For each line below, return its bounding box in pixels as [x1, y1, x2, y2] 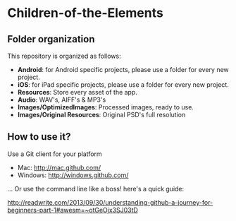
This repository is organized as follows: [7, 52, 121, 60]
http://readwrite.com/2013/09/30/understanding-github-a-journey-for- [7, 198, 213, 206]
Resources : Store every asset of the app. [17, 88, 137, 96]
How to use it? [7, 131, 71, 143]
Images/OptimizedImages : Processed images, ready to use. [17, 103, 194, 111]
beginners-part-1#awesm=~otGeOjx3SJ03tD [7, 205, 139, 214]
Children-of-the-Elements [7, 5, 163, 21]
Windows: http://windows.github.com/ [17, 171, 129, 179]
